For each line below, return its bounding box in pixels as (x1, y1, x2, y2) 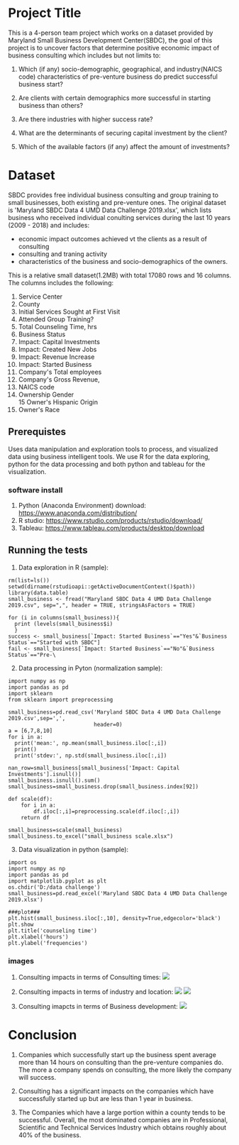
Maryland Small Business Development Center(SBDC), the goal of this (8, 35, 213, 44)
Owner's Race (18, 405, 60, 414)
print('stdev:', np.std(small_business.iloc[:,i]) (14, 752, 167, 759)
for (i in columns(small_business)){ (8, 614, 120, 621)
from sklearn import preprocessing (8, 696, 113, 703)
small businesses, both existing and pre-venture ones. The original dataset (8, 198, 226, 206)
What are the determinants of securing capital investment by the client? (18, 128, 228, 137)
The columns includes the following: (8, 278, 114, 287)
